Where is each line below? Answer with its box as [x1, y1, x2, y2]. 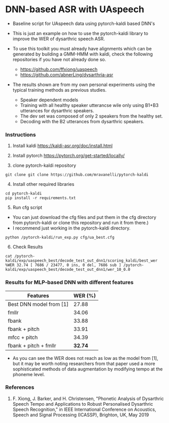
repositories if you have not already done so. [12, 56, 107, 62]
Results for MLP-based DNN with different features [5, 279, 133, 286]
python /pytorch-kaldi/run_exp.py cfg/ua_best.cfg [5, 235, 115, 240]
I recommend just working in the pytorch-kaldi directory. [12, 225, 131, 231]
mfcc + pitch [8, 333, 38, 341]
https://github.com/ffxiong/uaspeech [20, 66, 98, 72]
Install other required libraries [12, 181, 75, 187]
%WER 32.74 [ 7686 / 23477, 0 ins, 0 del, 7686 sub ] [5, 263, 122, 268]
